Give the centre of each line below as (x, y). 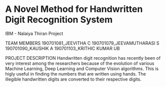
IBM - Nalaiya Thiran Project (34, 33)
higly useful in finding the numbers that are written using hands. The (76, 74)
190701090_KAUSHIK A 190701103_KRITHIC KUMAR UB (62, 48)
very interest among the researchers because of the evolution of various (80, 63)
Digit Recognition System (59, 20)
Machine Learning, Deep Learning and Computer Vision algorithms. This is (82, 69)
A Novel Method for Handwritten (74, 9)
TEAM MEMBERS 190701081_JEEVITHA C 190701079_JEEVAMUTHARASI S (82, 43)
